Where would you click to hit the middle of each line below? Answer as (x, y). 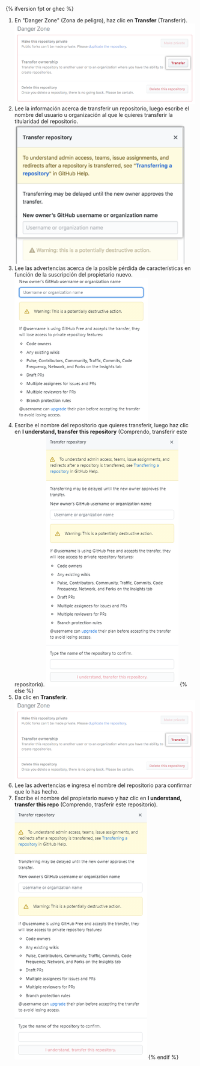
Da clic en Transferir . (41, 697)
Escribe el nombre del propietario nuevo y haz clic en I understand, (98, 798)
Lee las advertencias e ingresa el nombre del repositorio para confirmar (103, 785)
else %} (24, 691)
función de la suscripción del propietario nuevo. (74, 275)
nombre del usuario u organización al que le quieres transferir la (93, 115)
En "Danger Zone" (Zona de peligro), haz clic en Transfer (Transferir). (101, 20)
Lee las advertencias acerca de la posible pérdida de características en (102, 268)
